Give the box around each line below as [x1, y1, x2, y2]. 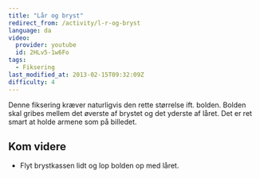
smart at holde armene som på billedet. [8, 117, 137, 126]
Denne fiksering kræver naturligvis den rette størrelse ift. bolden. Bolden [8, 100, 246, 110]
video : [8, 33, 30, 42]
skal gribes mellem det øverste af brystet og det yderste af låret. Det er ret [8, 108, 253, 118]
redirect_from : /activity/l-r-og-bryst [8, 19, 141, 27]
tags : [8, 56, 26, 64]
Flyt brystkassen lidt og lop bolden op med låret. [19, 161, 179, 171]
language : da [8, 26, 52, 34]
